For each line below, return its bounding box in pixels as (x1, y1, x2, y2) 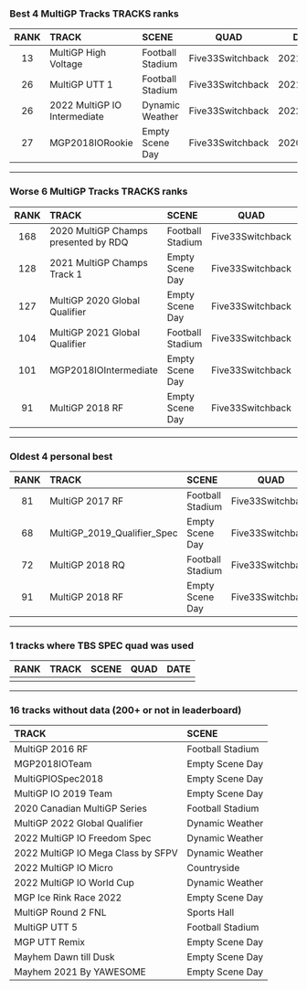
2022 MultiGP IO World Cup (14, 877, 134, 889)
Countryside (186, 862, 240, 875)
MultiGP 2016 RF (14, 743, 89, 756)
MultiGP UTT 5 (14, 921, 78, 934)
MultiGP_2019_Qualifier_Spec (49, 527, 178, 539)
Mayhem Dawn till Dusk (14, 951, 116, 963)
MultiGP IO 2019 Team (14, 787, 112, 800)
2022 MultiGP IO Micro (14, 862, 114, 875)
